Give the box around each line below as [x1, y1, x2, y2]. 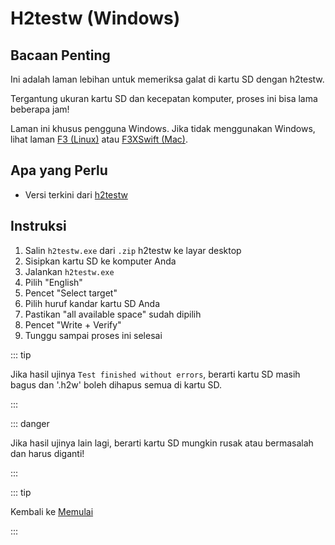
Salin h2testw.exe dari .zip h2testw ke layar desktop [24, 244, 242, 256]
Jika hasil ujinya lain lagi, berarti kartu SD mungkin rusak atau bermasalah [10, 437, 314, 449]
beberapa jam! [10, 103, 70, 115]
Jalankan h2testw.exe [24, 265, 115, 277]
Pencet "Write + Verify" [24, 318, 122, 331]
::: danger [10, 417, 50, 429]
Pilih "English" [24, 276, 83, 288]
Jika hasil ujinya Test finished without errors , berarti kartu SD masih [10, 368, 301, 380]
